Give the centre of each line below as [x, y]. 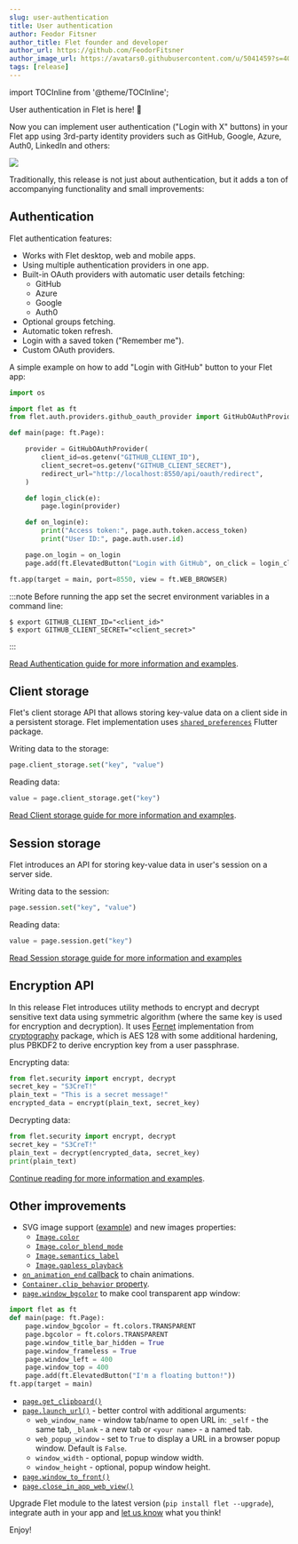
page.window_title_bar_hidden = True [95, 1342]
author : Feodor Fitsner [53, 34]
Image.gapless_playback [79, 1266]
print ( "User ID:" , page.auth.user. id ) [113, 539]
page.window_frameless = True [81, 1351]
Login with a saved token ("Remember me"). [103, 340]
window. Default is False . [81, 1448]
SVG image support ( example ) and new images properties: [129, 1228]
